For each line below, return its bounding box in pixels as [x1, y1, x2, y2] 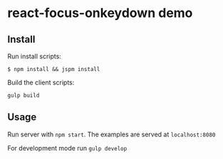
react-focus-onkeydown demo [7, 5, 193, 21]
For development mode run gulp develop [7, 143, 128, 152]
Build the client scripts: [7, 78, 75, 87]
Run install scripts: [7, 52, 62, 60]
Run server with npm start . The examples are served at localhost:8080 [7, 130, 216, 138]
